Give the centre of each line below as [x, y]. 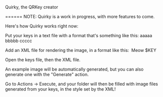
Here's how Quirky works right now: [42, 26]
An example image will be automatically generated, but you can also [74, 69]
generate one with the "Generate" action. [47, 74]
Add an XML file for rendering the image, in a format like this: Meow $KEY [81, 50]
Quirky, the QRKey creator [32, 7]
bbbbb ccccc [19, 41]
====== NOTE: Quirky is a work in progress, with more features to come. [80, 16]
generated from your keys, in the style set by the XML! [61, 89]
